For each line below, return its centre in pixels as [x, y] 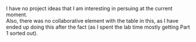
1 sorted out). [22, 33]
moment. [17, 15]
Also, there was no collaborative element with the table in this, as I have [92, 21]
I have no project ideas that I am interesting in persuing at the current [89, 8]
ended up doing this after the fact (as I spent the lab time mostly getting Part [98, 27]
